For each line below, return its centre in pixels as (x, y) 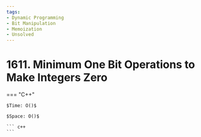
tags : (13, 12)
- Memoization (24, 29)
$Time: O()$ (21, 106)
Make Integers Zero (57, 78)
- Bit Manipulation (31, 23)
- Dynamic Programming (35, 18)
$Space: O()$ (23, 116)
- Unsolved (20, 35)
